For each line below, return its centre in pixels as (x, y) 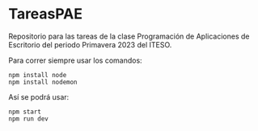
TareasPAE (46, 14)
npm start (25, 112)
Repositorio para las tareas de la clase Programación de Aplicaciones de (129, 36)
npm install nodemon (43, 82)
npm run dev (28, 119)
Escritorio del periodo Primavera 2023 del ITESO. (90, 44)
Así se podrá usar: (39, 96)
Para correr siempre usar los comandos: (76, 60)
